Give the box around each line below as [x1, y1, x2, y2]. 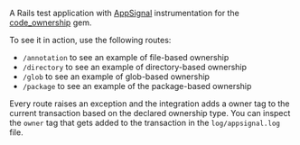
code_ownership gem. [9, 17, 92, 28]
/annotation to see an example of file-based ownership [22, 52, 230, 62]
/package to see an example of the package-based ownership [22, 81, 252, 91]
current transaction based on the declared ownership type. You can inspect [9, 108, 291, 118]
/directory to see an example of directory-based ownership [22, 62, 247, 72]
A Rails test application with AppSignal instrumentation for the [9, 8, 239, 18]
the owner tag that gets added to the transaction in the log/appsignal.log [9, 117, 280, 128]
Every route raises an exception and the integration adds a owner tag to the [9, 98, 291, 109]
